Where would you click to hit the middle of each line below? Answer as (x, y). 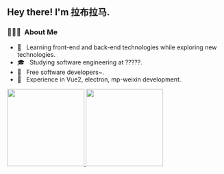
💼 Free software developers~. (61, 72)
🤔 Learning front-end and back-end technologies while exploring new (117, 47)
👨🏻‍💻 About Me (33, 32)
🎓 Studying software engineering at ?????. (79, 62)
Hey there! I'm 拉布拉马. (59, 12)
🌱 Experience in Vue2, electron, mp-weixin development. (99, 79)
